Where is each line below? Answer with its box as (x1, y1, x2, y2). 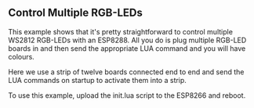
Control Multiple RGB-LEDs (8, 6, 143, 20)
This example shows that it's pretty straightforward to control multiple (8, 27, 234, 36)
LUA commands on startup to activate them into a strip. (8, 75, 187, 85)
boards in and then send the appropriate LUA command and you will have (8, 43, 246, 53)
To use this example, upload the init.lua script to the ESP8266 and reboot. (8, 90, 246, 100)
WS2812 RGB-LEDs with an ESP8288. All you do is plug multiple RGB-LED (8, 35, 247, 45)
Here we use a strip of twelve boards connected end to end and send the (8, 67, 245, 77)
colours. (8, 52, 35, 61)
